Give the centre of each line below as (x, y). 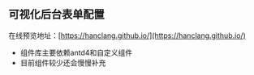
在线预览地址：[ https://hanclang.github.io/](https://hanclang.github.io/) (127, 35)
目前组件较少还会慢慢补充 (63, 62)
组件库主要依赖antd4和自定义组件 (76, 52)
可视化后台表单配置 (56, 15)
